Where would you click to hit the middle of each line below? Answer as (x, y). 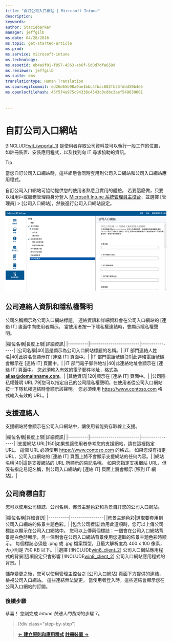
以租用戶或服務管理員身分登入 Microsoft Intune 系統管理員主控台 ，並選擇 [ (84, 197)
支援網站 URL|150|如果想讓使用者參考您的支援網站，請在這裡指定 (86, 444)
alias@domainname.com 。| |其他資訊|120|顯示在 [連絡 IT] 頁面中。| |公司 (83, 376)
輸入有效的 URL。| (29, 395)
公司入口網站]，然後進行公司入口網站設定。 (69, 204)
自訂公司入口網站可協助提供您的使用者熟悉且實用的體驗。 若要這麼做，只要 (84, 191)
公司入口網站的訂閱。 (28, 586)
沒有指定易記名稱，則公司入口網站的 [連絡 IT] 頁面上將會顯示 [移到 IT (78, 469)
